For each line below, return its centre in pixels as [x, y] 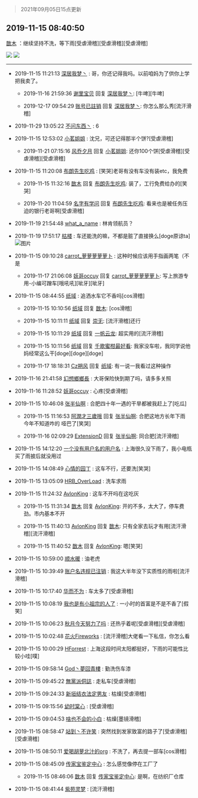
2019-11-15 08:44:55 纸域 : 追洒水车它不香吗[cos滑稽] [80, 295]
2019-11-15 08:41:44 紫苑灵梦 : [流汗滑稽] [65, 789]
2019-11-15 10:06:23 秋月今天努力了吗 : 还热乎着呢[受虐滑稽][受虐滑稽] [100, 623]
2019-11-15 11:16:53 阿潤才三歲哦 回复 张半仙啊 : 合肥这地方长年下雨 [104, 416]
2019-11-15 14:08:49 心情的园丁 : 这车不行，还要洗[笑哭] [82, 468]
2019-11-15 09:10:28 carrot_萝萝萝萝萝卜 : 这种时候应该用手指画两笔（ [99, 256]
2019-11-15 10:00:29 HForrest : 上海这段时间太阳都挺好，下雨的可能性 [99, 649]
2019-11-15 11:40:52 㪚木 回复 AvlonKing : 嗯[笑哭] [83, 546]
